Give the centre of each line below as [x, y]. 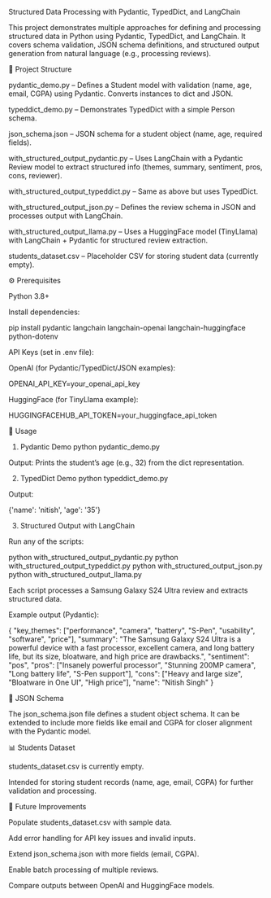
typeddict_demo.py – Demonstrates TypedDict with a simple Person [122, 110]
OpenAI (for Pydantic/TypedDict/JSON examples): [92, 368]
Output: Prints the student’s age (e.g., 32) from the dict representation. [127, 462]
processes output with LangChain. [66, 216]
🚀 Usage [23, 431]
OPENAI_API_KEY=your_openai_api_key [74, 383]
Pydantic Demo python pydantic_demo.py [90, 447]
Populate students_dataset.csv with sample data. [90, 822]
